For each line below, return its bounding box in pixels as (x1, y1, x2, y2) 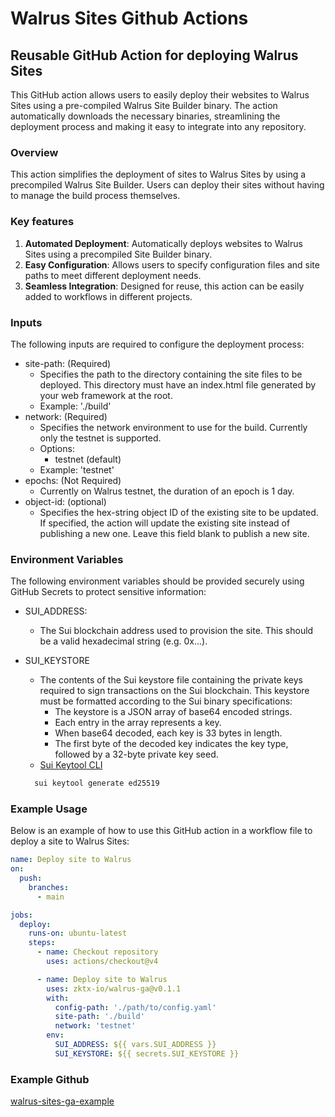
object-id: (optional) (24, 495, 107, 507)
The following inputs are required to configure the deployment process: (10, 338, 305, 350)
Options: (39, 442, 75, 454)
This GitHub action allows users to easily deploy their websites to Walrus (10, 89, 310, 101)
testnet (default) (54, 453, 122, 465)
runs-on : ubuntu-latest (28, 928, 128, 939)
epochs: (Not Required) (24, 474, 122, 486)
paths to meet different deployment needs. (24, 269, 202, 281)
